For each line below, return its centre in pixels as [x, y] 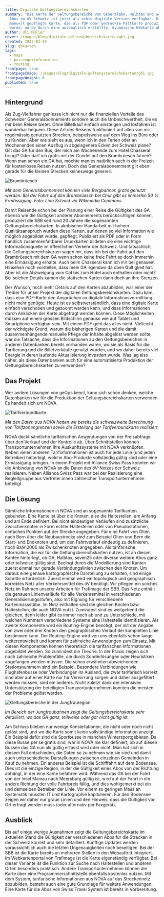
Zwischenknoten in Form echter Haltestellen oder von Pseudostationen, [77, 527]
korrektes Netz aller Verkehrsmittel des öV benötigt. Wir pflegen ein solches [81, 584]
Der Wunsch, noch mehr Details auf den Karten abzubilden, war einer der [79, 288]
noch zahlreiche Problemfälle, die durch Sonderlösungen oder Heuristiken [80, 656]
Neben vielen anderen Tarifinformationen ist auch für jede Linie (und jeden [80, 452]
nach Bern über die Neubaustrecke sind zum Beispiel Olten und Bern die [78, 537]
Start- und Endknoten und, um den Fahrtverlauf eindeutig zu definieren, [77, 542]
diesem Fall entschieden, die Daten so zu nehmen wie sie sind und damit [78, 753]
